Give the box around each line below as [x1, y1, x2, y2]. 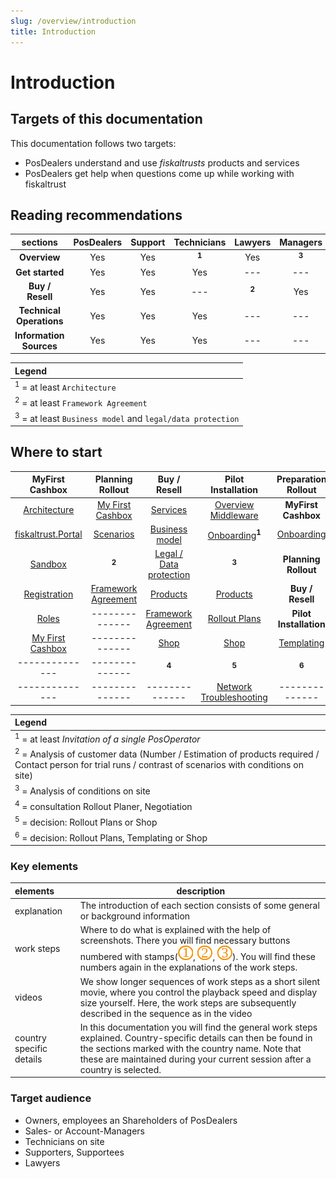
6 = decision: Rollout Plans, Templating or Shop [14, 830, 208, 844]
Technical [18, 305, 61, 317]
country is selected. [79, 1063, 162, 1075]
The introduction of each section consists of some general [79, 900, 320, 912]
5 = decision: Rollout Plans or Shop [14, 815, 158, 828]
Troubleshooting [200, 691, 268, 704]
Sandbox [29, 558, 67, 570]
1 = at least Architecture [14, 379, 117, 393]
